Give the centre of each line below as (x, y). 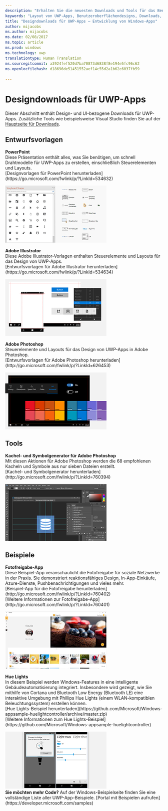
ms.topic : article (24, 43)
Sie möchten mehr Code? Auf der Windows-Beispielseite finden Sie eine (80, 792)
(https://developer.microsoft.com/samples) (49, 803)
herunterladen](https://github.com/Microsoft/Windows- (105, 708)
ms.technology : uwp (25, 53)
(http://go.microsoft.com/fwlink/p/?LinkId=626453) (58, 365)
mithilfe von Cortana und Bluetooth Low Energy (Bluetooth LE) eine (74, 693)
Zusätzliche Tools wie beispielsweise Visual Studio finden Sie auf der (89, 119)
